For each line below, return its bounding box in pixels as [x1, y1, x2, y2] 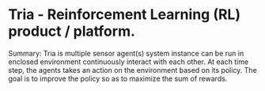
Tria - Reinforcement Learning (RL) [8, 6, 241, 24]
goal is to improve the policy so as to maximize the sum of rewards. [8, 74, 228, 83]
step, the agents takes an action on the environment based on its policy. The [8, 65, 257, 74]
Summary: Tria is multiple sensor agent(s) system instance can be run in [8, 48, 244, 58]
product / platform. [8, 22, 136, 40]
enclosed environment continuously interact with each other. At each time [8, 57, 249, 66]
